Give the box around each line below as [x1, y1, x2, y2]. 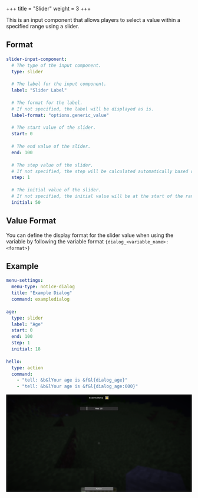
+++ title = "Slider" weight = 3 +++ [6, 5, 91, 12]
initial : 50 [11, 199, 41, 206]
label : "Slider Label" [11, 87, 67, 93]
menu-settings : [6, 278, 44, 284]
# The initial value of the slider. [11, 187, 101, 193]
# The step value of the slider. [11, 162, 94, 168]
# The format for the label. [11, 100, 83, 106]
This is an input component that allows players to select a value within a [6, 17, 181, 23]
